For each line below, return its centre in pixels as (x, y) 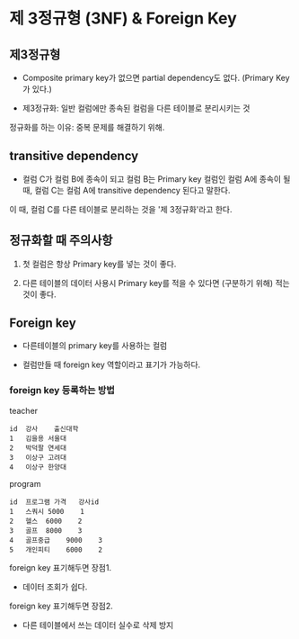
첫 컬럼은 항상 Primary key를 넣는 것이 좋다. (99, 264)
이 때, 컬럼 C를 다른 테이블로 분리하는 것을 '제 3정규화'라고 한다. (121, 209)
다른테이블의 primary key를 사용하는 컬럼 (95, 346)
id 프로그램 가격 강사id (54, 502)
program (25, 483)
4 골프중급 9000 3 (56, 540)
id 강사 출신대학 (44, 428)
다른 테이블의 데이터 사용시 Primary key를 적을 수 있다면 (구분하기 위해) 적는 (156, 283)
